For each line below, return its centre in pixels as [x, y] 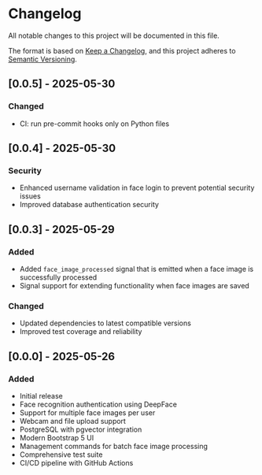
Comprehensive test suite [61, 455]
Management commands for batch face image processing [114, 446]
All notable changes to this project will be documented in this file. [114, 35]
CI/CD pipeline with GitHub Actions [76, 462]
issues [30, 196]
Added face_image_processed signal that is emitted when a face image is [137, 269]
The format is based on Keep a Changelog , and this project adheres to [122, 50]
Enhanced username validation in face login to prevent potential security [137, 188]
